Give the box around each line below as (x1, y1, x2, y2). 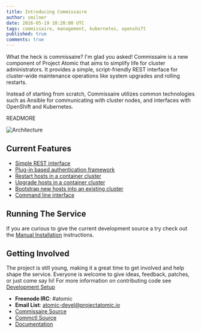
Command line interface (14, 191, 75, 199)
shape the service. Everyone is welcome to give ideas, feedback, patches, (6, 271, 190, 278)
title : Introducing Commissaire (6, 8, 87, 15)
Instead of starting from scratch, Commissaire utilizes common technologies (6, 91, 195, 97)
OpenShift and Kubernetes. (6, 103, 74, 110)
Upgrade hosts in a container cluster (14, 178, 106, 186)
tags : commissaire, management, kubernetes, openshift (6, 25, 146, 32)
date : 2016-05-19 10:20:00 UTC (6, 20, 85, 26)
